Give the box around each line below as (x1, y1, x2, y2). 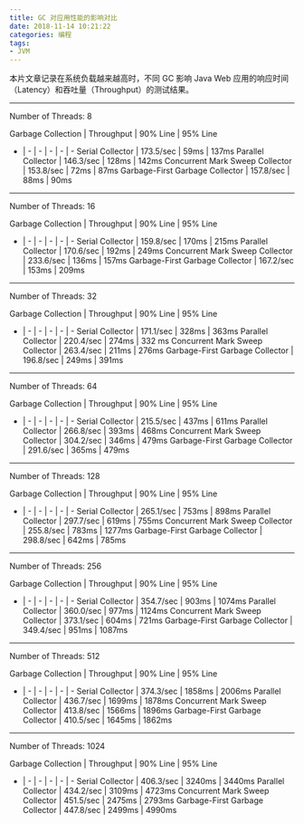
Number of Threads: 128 (9, 471, 100, 482)
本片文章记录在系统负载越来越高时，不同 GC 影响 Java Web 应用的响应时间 (9, 73, 290, 84)
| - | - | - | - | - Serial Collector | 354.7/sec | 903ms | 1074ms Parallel (22, 596, 276, 607)
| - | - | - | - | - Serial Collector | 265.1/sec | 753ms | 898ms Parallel (22, 506, 271, 517)
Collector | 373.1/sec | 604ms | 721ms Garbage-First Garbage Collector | (22, 615, 293, 626)
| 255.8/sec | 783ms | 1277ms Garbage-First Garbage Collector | (22, 525, 262, 536)
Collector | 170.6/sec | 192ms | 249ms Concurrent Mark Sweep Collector (22, 245, 294, 256)
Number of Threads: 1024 (9, 741, 106, 752)
